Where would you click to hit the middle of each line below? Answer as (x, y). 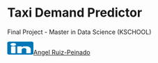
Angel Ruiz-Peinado (62, 52)
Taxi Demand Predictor (75, 13)
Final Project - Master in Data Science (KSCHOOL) (79, 32)
